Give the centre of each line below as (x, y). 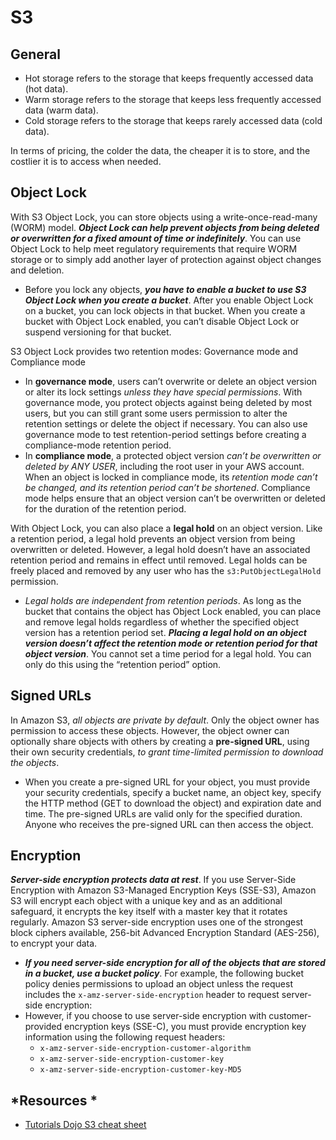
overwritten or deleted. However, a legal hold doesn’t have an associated (160, 549)
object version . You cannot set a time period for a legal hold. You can (168, 653)
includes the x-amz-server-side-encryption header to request (152, 995)
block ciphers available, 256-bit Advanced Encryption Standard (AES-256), (165, 933)
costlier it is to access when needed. (86, 161)
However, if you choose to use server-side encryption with (145, 1016)
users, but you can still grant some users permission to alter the (156, 413)
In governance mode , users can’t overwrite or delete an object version (171, 381)
